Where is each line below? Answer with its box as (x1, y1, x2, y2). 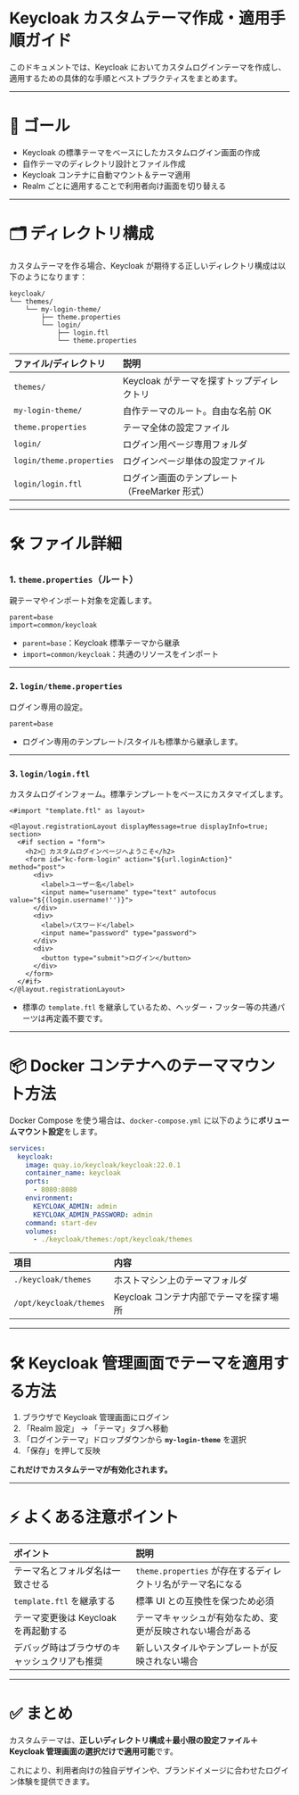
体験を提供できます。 (16, 1776, 95, 1787)
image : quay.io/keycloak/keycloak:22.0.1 (25, 1160, 181, 1169)
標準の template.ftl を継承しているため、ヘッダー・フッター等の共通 (21, 1001, 278, 1012)
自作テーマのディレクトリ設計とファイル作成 (21, 158, 186, 169)
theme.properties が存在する (135, 1565, 256, 1577)
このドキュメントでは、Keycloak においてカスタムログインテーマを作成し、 (9, 62, 287, 72)
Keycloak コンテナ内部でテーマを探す (113, 1291, 271, 1303)
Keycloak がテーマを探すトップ (123, 374, 253, 386)
